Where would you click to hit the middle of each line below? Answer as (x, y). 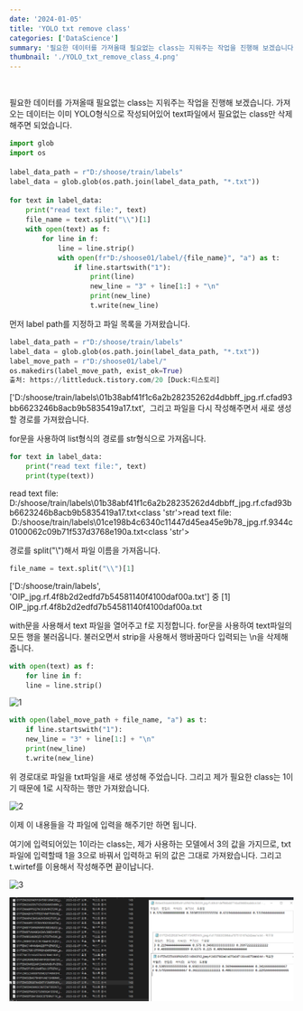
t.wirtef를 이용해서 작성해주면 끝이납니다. (82, 866)
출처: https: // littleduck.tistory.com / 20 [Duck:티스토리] (115, 380)
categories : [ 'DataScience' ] (64, 38)
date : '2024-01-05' (46, 19)
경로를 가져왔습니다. (54, 419)
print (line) (112, 277)
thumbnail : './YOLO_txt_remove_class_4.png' (94, 57)
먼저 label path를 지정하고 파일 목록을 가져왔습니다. (100, 323)
